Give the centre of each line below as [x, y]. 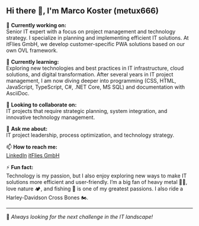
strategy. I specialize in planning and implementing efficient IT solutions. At [97, 38]
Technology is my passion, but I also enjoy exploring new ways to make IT [97, 176]
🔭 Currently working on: [36, 25]
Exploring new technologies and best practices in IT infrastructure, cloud [95, 68]
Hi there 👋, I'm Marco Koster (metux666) [82, 11]
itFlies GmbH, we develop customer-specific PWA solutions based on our [96, 44]
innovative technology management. [51, 117]
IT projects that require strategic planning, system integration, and [87, 111]
